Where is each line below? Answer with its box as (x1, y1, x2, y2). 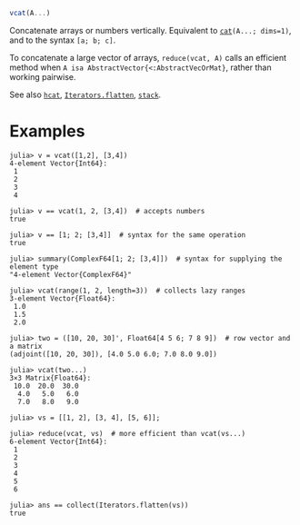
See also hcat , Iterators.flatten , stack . (9, 89, 162, 100)
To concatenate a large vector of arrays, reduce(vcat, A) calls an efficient (9, 52, 287, 63)
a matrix (9, 342, 43, 351)
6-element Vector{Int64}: (9, 437, 107, 446)
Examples (9, 121, 85, 142)
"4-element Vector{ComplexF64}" (9, 270, 132, 279)
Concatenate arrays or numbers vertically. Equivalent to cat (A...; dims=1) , (9, 25, 292, 35)
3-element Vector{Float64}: (9, 293, 116, 303)
